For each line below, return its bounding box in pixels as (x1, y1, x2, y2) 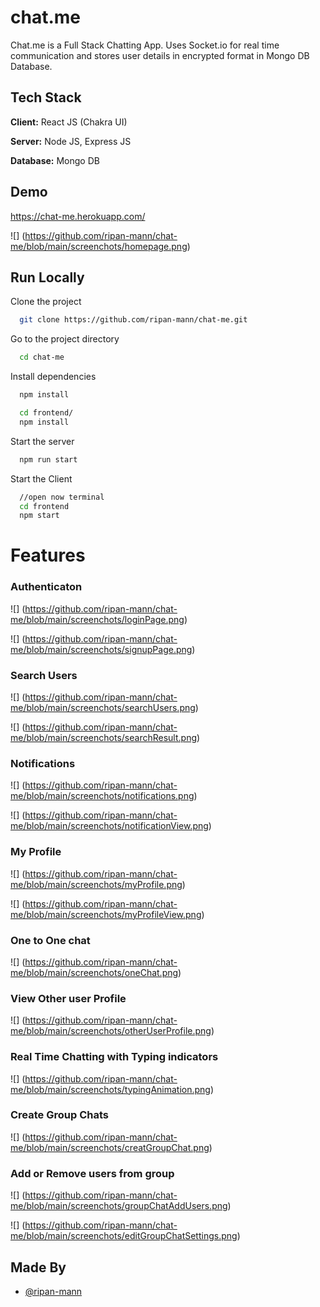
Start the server (10, 435, 75, 447)
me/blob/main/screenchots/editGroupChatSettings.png (10, 1230, 238, 1242)
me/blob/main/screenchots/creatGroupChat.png (10, 1141, 210, 1153)
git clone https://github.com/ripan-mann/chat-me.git (19, 315, 248, 325)
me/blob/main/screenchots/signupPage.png (10, 643, 193, 655)
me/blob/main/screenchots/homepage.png (10, 240, 188, 252)
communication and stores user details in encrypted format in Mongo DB (10, 49, 310, 61)
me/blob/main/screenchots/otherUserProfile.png (10, 1025, 212, 1037)
